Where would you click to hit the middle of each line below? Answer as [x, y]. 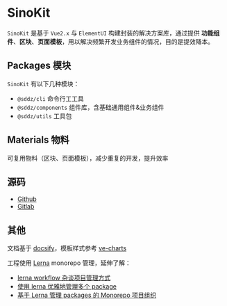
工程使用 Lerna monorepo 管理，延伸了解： [69, 263]
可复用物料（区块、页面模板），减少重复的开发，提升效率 [88, 158]
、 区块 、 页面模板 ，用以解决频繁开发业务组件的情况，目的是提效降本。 [113, 41]
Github [27, 199]
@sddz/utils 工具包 [44, 115]
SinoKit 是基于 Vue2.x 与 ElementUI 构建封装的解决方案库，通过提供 [103, 33]
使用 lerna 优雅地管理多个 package [67, 287]
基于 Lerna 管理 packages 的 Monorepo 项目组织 [87, 295]
